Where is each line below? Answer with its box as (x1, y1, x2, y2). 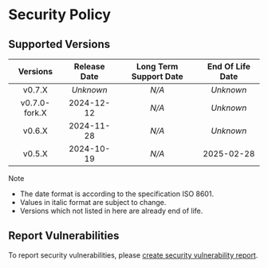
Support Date (131, 71, 183, 81)
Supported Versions (8, 37, 110, 51)
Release (73, 61, 105, 72)
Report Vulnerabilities (8, 229, 120, 242)
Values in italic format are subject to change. (19, 198, 167, 207)
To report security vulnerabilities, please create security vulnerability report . (8, 250, 258, 260)
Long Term (136, 61, 179, 72)
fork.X (23, 108, 47, 118)
